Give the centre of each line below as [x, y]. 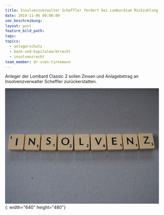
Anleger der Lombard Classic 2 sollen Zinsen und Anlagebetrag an [72, 76]
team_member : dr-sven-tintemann [38, 62]
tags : [10, 36]
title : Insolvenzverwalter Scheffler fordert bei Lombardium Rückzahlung [82, 10]
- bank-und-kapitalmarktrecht [40, 51]
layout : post [18, 26]
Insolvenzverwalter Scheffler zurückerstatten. [51, 82]
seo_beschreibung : [24, 21]
